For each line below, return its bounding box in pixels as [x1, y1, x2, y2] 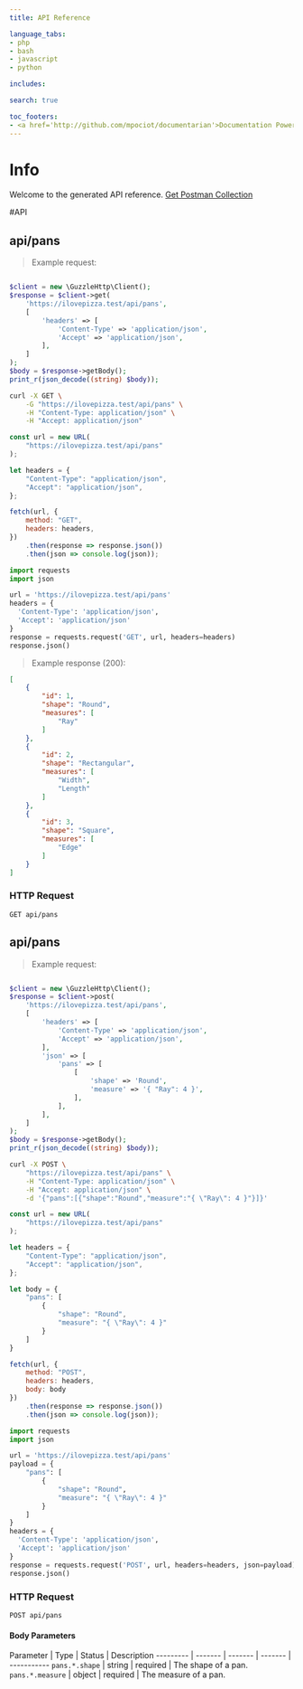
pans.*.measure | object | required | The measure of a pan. [9, 1669, 225, 1680]
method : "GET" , [25, 516, 83, 525]
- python [9, 63, 42, 72]
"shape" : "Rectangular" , [41, 759, 135, 769]
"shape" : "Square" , [41, 826, 115, 835]
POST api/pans [9, 1610, 63, 1619]
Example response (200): [31, 657, 126, 668]
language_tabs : [9, 29, 67, 39]
